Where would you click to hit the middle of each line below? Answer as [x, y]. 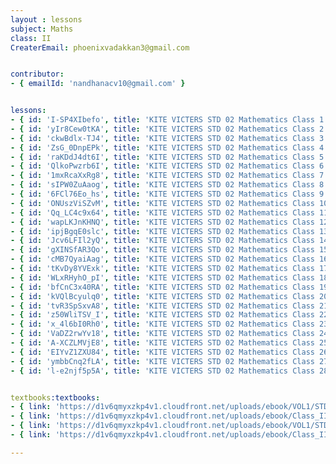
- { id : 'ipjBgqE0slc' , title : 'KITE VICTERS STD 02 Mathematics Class [162, 231]
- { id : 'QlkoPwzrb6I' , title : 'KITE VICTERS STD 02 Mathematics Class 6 [167, 166]
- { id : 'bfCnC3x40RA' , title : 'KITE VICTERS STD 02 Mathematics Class [162, 287]
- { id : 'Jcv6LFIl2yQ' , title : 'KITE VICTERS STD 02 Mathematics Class [162, 241]
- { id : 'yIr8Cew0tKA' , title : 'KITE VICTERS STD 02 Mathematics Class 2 [167, 129]
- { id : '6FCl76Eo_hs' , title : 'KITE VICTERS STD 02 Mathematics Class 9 [167, 194]
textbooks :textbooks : [55, 397]
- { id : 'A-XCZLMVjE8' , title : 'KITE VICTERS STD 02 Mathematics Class [162, 343]
